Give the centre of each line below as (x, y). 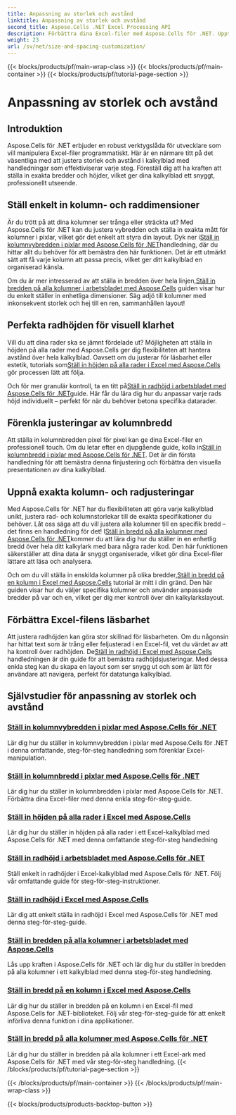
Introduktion (35, 129)
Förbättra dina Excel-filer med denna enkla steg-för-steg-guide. (100, 799)
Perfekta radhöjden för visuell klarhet (91, 325)
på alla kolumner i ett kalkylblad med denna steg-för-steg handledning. (110, 972)
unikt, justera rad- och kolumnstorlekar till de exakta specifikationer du (110, 517)
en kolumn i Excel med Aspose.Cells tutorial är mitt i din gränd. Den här (110, 583)
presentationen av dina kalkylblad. (57, 470)
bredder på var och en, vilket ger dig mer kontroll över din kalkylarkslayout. (116, 598)
